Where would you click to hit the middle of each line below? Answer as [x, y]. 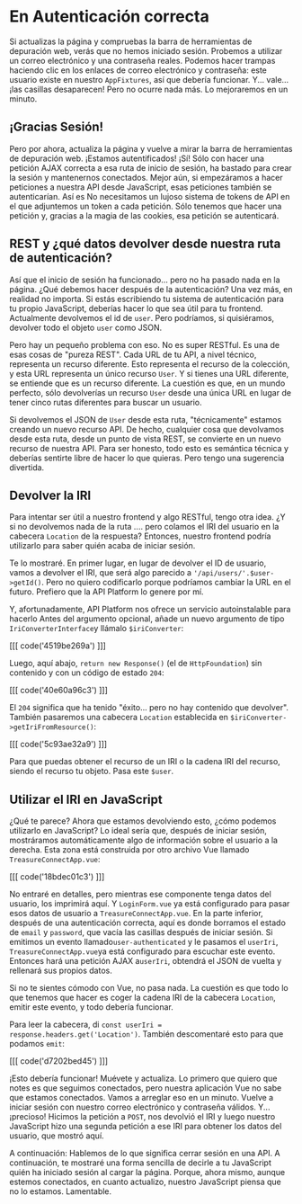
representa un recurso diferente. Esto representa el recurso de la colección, [150, 364]
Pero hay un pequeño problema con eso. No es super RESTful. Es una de [145, 344]
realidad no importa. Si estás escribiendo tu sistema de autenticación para [147, 299]
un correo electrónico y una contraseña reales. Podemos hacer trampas [142, 60]
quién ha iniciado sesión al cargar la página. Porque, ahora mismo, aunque [147, 1173]
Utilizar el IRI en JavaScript [86, 799]
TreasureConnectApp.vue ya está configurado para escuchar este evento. [142, 951]
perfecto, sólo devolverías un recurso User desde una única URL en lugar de [151, 392]
